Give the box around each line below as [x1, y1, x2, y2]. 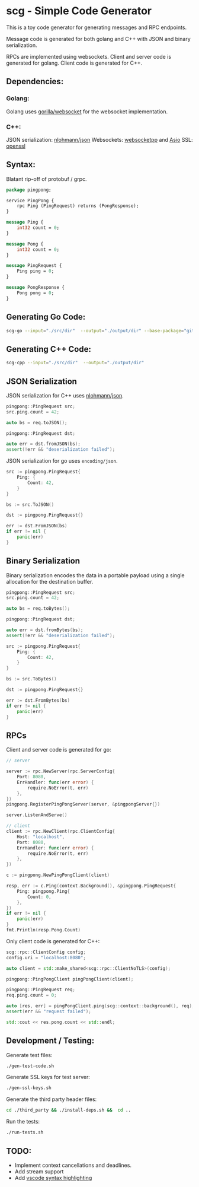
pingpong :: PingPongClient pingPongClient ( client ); [6, 976, 134, 982]
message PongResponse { [6, 285, 65, 291]
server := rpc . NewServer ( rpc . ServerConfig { [6, 768, 115, 775]
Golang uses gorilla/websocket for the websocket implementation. [6, 108, 168, 115]
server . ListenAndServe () [6, 812, 68, 818]
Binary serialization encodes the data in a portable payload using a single [6, 571, 185, 579]
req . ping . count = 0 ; [6, 992, 57, 998]
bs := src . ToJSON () [6, 501, 54, 508]
